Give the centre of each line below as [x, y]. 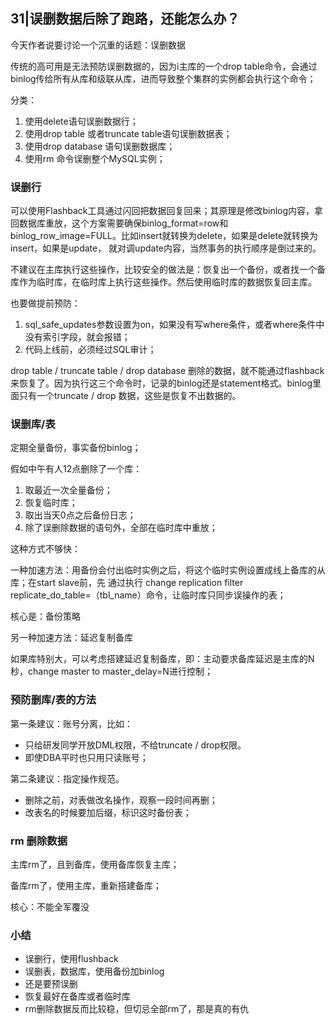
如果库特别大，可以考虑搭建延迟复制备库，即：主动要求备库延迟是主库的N [162, 659]
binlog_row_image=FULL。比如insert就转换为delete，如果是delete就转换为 [164, 236]
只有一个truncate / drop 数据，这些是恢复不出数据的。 [130, 396]
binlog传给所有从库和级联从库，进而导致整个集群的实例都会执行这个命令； [163, 78]
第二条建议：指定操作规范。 [67, 778]
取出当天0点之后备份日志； [80, 515]
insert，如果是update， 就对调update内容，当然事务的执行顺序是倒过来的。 [166, 248]
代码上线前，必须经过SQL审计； [90, 350]
